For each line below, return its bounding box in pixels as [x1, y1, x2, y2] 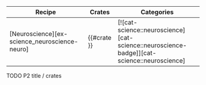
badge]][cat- [117, 49, 157, 57]
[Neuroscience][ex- [9, 30, 68, 38]
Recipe [35, 8, 56, 16]
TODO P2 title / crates [6, 72, 62, 79]
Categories [140, 8, 174, 16]
